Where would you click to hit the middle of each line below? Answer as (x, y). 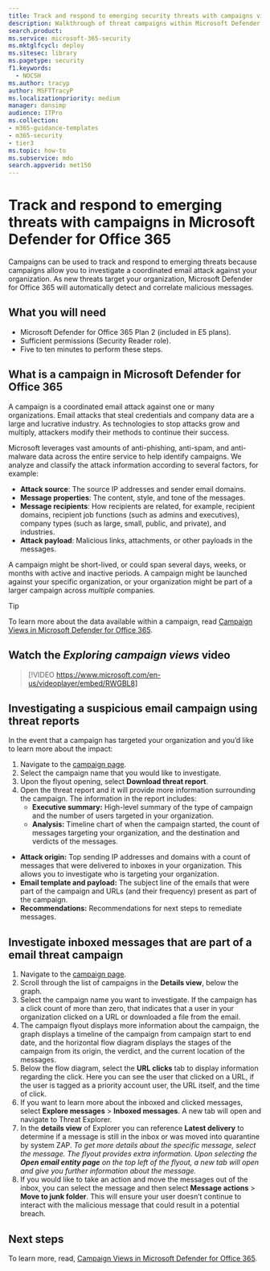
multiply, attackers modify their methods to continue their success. (119, 432)
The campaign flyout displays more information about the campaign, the (139, 1025)
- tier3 (21, 143)
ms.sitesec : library (43, 53)
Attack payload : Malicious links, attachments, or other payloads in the (136, 540)
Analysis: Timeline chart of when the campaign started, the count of (145, 824)
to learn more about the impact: (61, 749)
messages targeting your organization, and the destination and (136, 833)
